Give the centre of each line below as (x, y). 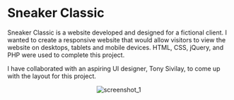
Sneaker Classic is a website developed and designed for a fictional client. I (117, 32)
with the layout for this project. (52, 76)
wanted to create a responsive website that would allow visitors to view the (117, 39)
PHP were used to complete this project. (66, 55)
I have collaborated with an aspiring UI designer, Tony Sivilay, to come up (114, 68)
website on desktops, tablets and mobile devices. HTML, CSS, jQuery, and (116, 47)
